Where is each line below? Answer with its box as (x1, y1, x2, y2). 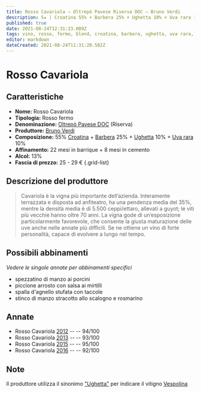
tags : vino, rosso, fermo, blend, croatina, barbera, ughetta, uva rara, (6, 31, 194, 37)
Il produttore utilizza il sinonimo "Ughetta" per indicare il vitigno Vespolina (6, 380, 188, 388)
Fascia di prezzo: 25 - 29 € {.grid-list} (14, 158, 109, 166)
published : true (6, 20, 47, 26)
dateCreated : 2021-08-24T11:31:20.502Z (6, 43, 106, 49)
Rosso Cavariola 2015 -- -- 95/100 (14, 340, 100, 348)
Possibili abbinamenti (6, 248, 89, 258)
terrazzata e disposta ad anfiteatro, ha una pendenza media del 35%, (20, 199, 192, 206)
